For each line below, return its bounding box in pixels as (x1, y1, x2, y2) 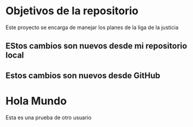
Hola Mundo (5, 94, 67, 107)
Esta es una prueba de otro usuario (5, 114, 91, 121)
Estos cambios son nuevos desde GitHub (5, 70, 161, 81)
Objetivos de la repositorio (5, 4, 139, 18)
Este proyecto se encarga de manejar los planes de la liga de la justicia (5, 24, 179, 31)
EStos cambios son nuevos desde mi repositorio (5, 41, 188, 51)
